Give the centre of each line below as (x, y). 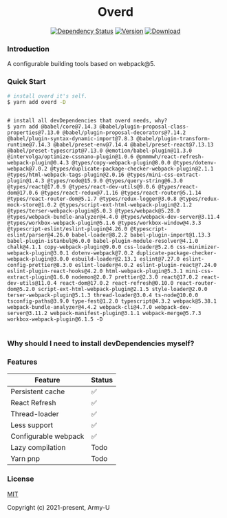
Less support (32, 425)
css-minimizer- (198, 247)
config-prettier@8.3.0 (40, 266)
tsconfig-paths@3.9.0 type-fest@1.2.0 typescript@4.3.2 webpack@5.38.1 (112, 301)
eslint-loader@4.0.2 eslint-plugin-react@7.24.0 (145, 266)
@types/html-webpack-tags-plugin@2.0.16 (66, 175)
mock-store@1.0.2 (32, 205)
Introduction (28, 49)
